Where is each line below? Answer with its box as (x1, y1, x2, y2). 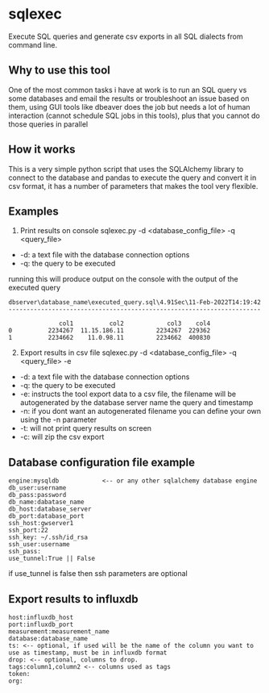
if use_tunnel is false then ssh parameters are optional (8, 569, 188, 578)
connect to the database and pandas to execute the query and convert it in (8, 173, 257, 182)
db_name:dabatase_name (8, 498, 85, 507)
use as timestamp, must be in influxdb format (8, 649, 168, 657)
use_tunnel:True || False (8, 554, 95, 563)
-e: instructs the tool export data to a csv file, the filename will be (19, 389, 236, 399)
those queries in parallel (8, 119, 89, 129)
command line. (8, 40, 58, 49)
